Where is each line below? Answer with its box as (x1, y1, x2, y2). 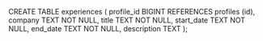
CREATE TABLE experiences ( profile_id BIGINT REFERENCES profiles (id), (8, 7, 256, 16)
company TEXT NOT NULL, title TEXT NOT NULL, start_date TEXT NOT (8, 15, 245, 25)
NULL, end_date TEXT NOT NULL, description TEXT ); (8, 24, 188, 33)
